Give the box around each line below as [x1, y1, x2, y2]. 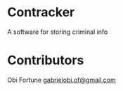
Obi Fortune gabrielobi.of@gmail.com [7, 75, 116, 84]
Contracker [7, 4, 75, 20]
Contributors [7, 52, 84, 68]
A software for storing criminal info [7, 28, 108, 36]
